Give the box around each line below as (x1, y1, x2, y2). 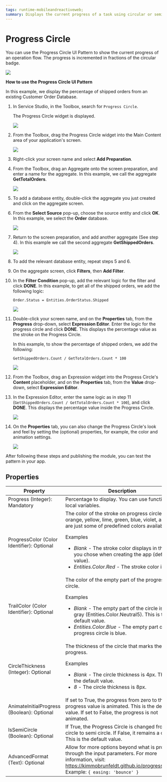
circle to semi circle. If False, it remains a (65, 729, 160, 736)
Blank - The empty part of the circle (73, 605, 158, 612)
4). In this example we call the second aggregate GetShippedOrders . (12, 240, 155, 245)
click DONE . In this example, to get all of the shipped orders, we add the (12, 283, 160, 289)
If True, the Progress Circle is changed (65, 723, 155, 730)
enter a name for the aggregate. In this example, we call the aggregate (12, 171, 157, 177)
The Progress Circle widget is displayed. (12, 113, 96, 119)
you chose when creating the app (73, 551, 152, 558)
